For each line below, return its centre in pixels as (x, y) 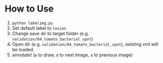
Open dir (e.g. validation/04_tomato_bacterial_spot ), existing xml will (85, 44)
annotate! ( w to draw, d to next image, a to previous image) (72, 55)
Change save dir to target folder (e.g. (50, 33)
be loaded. (23, 49)
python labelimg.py (33, 23)
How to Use (29, 9)
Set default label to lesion (39, 28)
